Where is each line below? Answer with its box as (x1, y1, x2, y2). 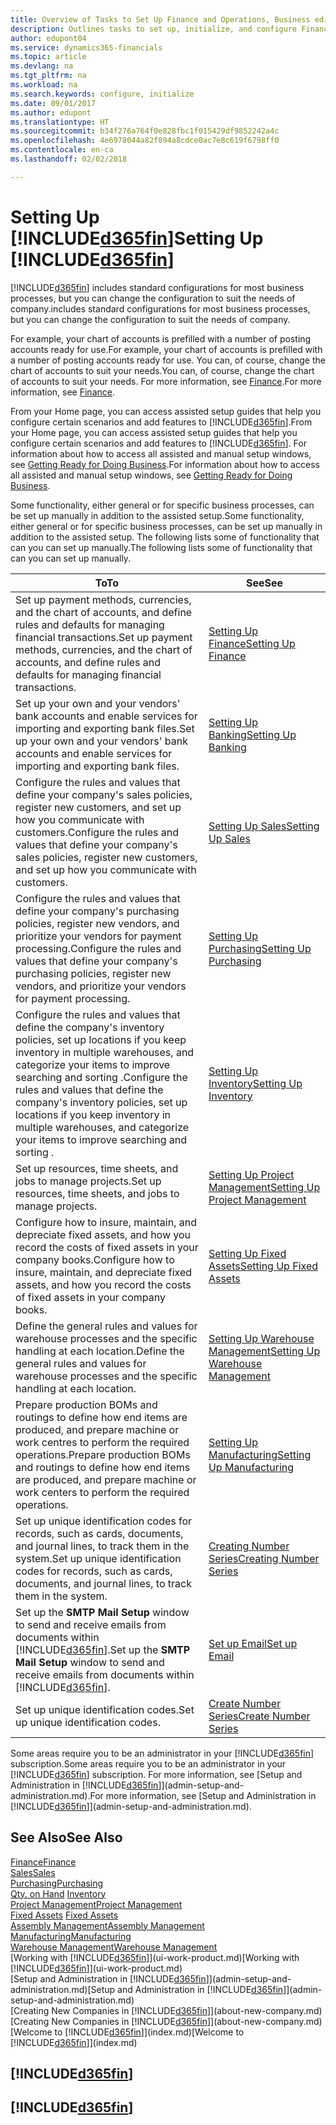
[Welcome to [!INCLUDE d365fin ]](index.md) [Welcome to (10, 2026, 245, 2038)
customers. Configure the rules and (15, 825, 179, 839)
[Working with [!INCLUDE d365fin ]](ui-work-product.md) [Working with (10, 1951, 300, 1963)
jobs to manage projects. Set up (15, 1174, 162, 1188)
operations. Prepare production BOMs (15, 1447, 191, 1461)
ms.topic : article (10, 52, 87, 62)
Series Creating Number (208, 1551, 320, 1565)
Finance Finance (10, 1856, 77, 1868)
